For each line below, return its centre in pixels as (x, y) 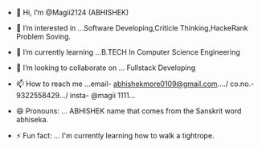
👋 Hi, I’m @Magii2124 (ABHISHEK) (72, 12)
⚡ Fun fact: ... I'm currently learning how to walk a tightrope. (115, 136)
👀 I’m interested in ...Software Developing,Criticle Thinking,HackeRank (132, 28)
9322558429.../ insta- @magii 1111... (76, 95)
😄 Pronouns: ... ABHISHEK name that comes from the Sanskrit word (129, 111)
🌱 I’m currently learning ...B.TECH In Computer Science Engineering (128, 52)
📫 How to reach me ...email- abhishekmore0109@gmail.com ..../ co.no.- (135, 84)
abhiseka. (32, 119)
